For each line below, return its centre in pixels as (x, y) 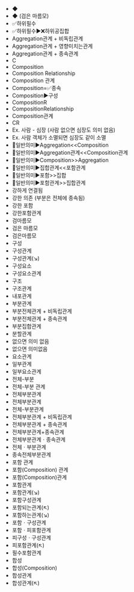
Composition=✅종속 (36, 88)
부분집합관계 (27, 326)
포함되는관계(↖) (31, 507)
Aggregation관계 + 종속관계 (45, 53)
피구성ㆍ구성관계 (31, 538)
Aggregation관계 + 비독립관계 (47, 38)
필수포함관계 (27, 553)
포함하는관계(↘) (31, 515)
